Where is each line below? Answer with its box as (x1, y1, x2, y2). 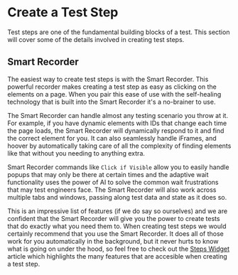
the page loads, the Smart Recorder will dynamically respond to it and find (7, 126, 225, 135)
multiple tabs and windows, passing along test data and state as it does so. (7, 193, 227, 201)
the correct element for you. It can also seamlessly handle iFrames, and (7, 134, 217, 142)
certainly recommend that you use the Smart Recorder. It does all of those (7, 229, 224, 238)
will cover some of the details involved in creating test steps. (7, 35, 185, 43)
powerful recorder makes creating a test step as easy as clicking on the (7, 82, 217, 91)
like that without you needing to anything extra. (7, 149, 146, 157)
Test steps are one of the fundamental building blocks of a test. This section (7, 28, 230, 36)
